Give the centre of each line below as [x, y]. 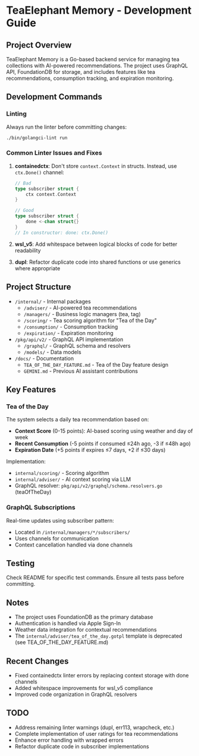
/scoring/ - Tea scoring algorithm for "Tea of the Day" [90, 320]
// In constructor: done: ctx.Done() [61, 233]
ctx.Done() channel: [39, 172]
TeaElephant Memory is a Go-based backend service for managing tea [93, 59]
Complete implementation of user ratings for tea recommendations [96, 733]
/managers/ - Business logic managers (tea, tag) [82, 314]
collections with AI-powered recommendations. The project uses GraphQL [97, 65]
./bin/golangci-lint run [37, 138]
